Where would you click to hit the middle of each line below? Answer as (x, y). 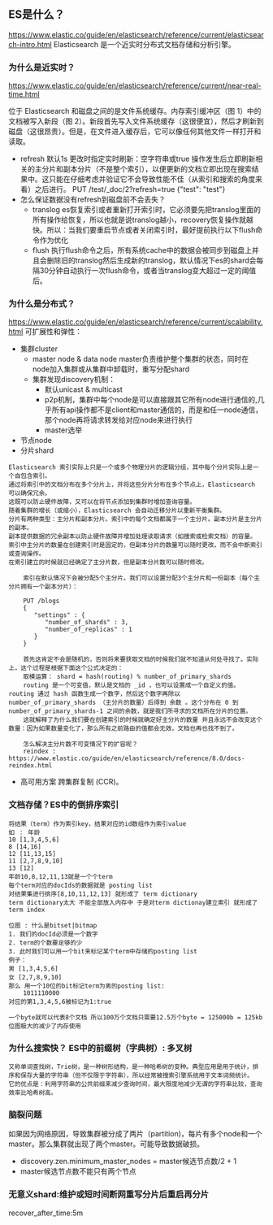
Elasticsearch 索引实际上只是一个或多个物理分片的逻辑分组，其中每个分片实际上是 (131, 467)
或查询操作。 (27, 554)
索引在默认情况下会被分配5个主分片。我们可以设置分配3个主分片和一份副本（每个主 (141, 578)
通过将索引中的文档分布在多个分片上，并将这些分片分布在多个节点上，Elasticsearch (132, 485)
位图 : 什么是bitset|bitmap (53, 925)
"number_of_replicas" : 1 (88, 630)
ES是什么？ (37, 15)
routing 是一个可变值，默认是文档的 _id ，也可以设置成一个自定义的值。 (131, 685)
